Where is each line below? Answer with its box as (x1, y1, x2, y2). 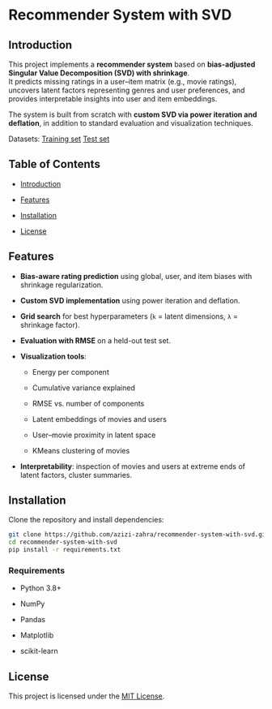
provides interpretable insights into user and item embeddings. (8, 94, 218, 103)
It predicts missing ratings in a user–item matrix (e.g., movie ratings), (8, 77, 237, 86)
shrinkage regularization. (19, 280, 104, 290)
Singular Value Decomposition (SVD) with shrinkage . (8, 68, 190, 78)
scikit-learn (19, 647, 58, 656)
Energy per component (32, 367, 109, 376)
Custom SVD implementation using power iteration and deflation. (19, 295, 240, 305)
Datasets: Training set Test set (8, 134, 110, 144)
